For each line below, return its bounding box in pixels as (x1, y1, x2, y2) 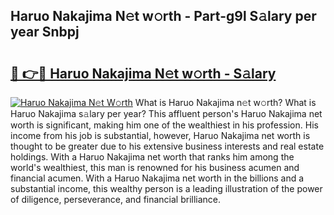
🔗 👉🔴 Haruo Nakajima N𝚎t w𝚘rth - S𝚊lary (10, 65, 277, 82)
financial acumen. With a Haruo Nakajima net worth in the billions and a (10, 172, 305, 184)
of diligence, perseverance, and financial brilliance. (10, 194, 222, 205)
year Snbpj (10, 24, 80, 41)
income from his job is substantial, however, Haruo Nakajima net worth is (10, 130, 311, 141)
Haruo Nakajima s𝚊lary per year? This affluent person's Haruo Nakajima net (10, 108, 323, 119)
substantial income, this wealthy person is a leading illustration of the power (10, 183, 323, 194)
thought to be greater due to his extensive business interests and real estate (10, 140, 325, 152)
